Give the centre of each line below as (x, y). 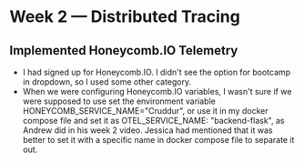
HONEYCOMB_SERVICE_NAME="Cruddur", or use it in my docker (145, 111)
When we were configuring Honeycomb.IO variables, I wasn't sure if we (157, 91)
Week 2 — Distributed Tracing (125, 17)
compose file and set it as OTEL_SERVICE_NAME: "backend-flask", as (153, 121)
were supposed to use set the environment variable (119, 101)
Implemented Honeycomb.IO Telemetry (124, 51)
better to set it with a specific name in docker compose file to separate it (158, 140)
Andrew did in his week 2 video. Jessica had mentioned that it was (147, 130)
